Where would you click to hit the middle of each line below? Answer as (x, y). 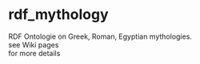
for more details (34, 53)
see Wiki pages (34, 44)
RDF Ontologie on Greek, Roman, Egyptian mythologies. (100, 36)
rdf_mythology (59, 15)
